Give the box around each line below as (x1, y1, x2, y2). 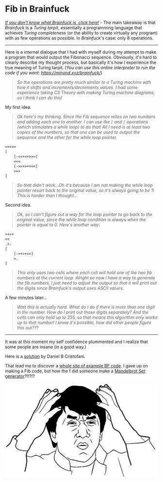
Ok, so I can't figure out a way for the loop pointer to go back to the (16, 211, 153, 217)
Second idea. (5, 202, 32, 208)
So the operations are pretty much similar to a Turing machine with (16, 79, 151, 85)
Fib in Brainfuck (5, 3, 70, 15)
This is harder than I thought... (16, 193, 78, 198)
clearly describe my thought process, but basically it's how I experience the (5, 59, 157, 65)
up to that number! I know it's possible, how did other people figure (16, 319, 152, 325)
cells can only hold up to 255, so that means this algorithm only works (16, 314, 158, 320)
